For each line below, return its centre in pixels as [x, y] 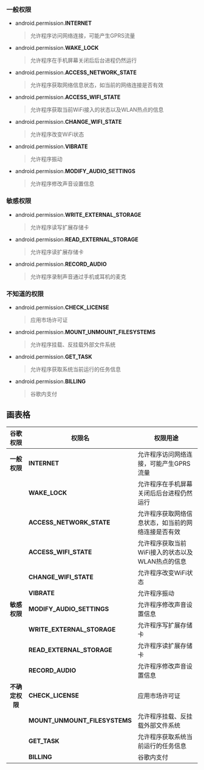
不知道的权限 [25, 294]
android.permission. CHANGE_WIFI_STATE [69, 122]
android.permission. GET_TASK [53, 356]
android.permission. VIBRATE [51, 146]
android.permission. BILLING [50, 381]
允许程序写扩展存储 [165, 625]
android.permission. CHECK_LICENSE [62, 307]
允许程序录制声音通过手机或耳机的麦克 [78, 276]
